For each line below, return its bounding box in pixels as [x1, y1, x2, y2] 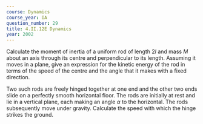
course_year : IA [6, 15, 47, 21]
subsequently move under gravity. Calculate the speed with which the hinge [6, 105, 196, 112]
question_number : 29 [6, 20, 59, 26]
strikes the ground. [6, 111, 53, 119]
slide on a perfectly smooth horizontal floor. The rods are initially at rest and [6, 92, 196, 99]
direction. [6, 74, 30, 81]
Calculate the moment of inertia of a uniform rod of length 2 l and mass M [6, 48, 188, 55]
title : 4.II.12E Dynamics [6, 25, 72, 32]
